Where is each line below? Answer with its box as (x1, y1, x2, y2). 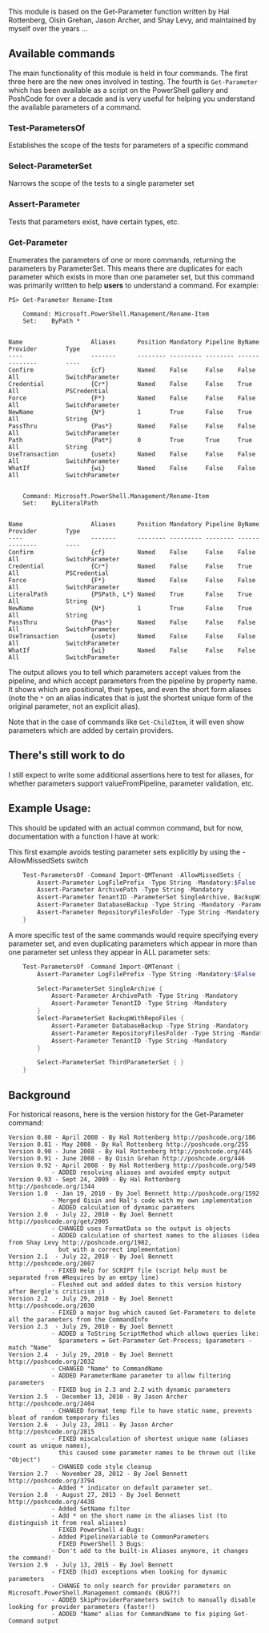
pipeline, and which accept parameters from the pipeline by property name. (8, 676, 258, 686)
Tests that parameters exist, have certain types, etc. (8, 216, 180, 227)
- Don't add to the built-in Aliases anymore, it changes (50, 1547, 249, 1555)
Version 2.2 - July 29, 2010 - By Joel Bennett (8, 1294, 174, 1302)
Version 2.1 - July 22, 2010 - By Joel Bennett (8, 1253, 174, 1261)
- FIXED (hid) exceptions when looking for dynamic (50, 1567, 227, 1576)
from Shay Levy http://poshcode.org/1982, (8, 1238, 152, 1246)
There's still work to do (8, 749, 126, 762)
